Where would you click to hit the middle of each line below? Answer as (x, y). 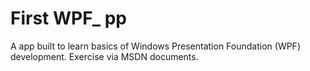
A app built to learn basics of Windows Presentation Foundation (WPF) (155, 46)
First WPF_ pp (68, 18)
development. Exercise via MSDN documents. (104, 56)
